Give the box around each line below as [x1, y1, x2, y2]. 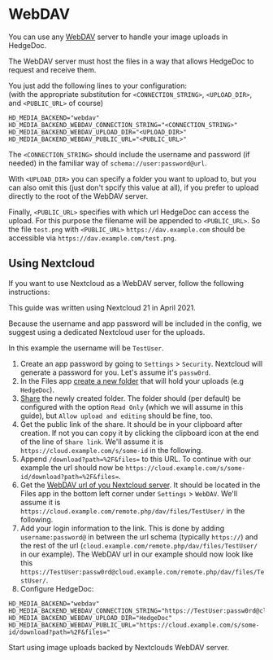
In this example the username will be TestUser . [8, 343, 164, 353]
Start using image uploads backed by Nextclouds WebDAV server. [8, 642, 230, 652]
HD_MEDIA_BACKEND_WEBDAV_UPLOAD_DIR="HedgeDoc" [8, 614, 173, 622]
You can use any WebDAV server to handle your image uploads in [8, 32, 228, 42]
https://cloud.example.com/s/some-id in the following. [19, 445, 203, 455]
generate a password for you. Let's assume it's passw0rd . [19, 367, 211, 377]
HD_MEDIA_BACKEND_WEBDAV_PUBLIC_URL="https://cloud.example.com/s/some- [8, 621, 260, 629]
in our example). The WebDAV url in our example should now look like [19, 549, 253, 559]
